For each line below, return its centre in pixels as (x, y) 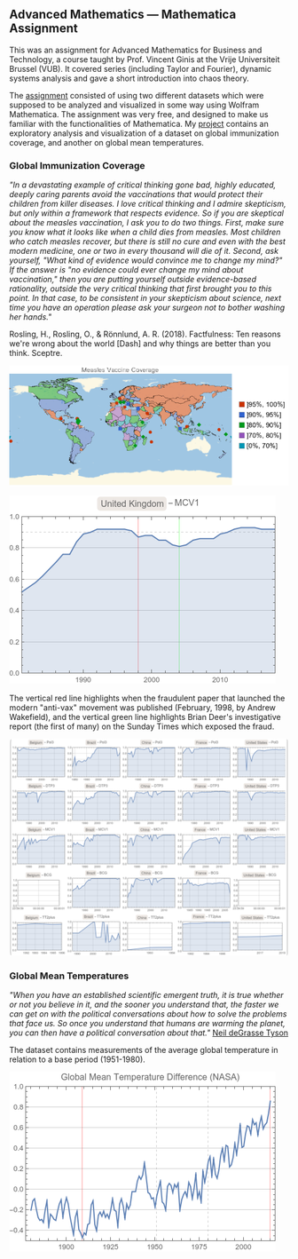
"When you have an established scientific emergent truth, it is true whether (146, 995)
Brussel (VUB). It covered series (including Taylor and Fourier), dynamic (141, 68)
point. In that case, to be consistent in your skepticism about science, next (145, 298)
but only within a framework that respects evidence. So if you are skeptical (146, 213)
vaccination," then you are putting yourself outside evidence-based (133, 280)
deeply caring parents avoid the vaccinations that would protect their (136, 194)
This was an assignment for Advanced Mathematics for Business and (136, 50)
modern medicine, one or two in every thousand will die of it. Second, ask (144, 251)
